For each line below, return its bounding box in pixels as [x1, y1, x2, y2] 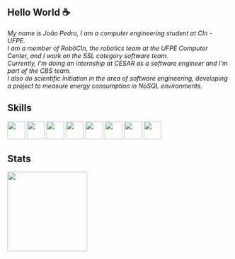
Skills [7, 102, 32, 114]
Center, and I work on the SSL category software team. [7, 51, 168, 59]
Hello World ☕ [7, 6, 71, 18]
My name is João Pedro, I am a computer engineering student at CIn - [7, 28, 212, 38]
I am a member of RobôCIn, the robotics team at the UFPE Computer [7, 44, 208, 52]
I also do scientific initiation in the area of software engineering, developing [7, 74, 228, 82]
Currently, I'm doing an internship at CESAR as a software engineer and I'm [7, 59, 228, 67]
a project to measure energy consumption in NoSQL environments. [7, 81, 203, 90]
